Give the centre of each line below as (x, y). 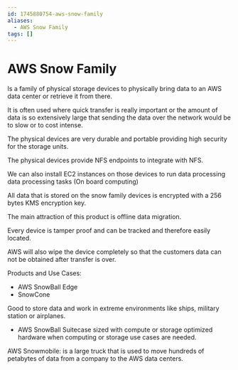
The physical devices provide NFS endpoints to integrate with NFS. (106, 160)
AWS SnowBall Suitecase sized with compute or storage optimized (115, 330)
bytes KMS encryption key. (47, 203)
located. (19, 238)
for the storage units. (38, 147)
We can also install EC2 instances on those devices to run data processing (117, 174)
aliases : (20, 21)
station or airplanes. (37, 316)
